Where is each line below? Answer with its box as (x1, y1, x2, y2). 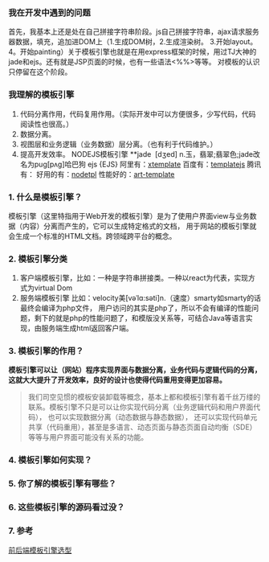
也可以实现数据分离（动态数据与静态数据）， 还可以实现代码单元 (47, 412, 258, 422)
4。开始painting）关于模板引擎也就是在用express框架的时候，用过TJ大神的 (8, 47, 257, 57)
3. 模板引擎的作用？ (8, 346, 84, 357)
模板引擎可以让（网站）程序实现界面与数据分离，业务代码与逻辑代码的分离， (8, 365, 262, 375)
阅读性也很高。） (19, 119, 74, 129)
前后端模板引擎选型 (8, 545, 72, 555)
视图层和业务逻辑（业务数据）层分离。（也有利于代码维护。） (19, 139, 218, 149)
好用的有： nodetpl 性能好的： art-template (35, 169, 175, 178)
